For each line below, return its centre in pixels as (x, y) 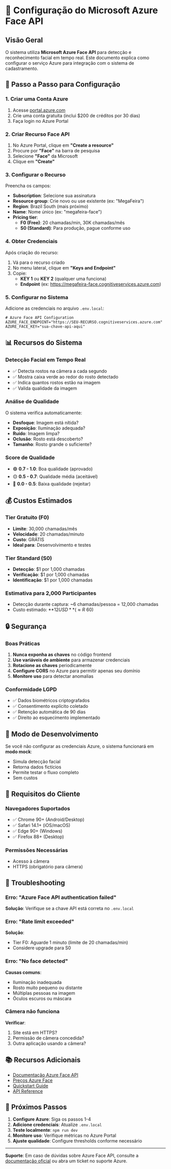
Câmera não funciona (33, 1012)
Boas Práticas (23, 643)
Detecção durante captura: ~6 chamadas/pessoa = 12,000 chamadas (85, 604)
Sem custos (25, 778)
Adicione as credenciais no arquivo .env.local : (55, 308)
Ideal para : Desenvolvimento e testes (52, 545)
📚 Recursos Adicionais (43, 1060)
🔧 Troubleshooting (35, 883)
